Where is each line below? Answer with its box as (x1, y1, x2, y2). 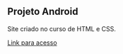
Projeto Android (7, 6, 78, 18)
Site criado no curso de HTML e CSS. (7, 24, 117, 33)
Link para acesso (7, 38, 58, 47)
